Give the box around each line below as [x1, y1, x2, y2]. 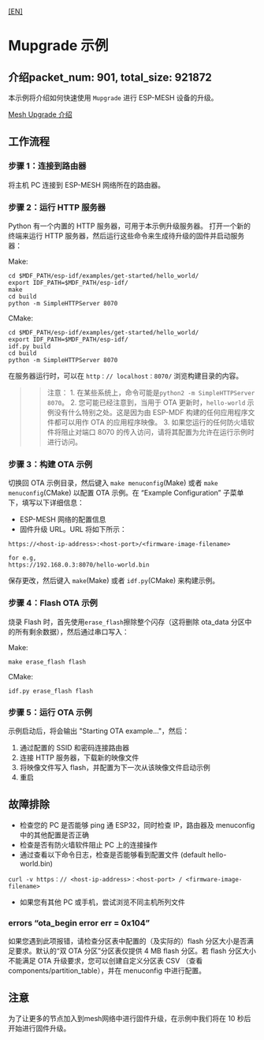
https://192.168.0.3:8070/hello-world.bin [8, 561, 150, 569]
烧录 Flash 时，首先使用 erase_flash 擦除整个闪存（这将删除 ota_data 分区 [8, 617, 245, 627]
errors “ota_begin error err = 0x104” [8, 917, 151, 928]
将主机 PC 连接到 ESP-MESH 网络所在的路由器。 [8, 180, 165, 189]
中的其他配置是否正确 [19, 830, 89, 840]
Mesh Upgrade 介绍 [8, 110, 73, 119]
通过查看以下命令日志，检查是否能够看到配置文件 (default [19, 850, 206, 859]
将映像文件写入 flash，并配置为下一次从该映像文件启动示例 [19, 762, 210, 772]
